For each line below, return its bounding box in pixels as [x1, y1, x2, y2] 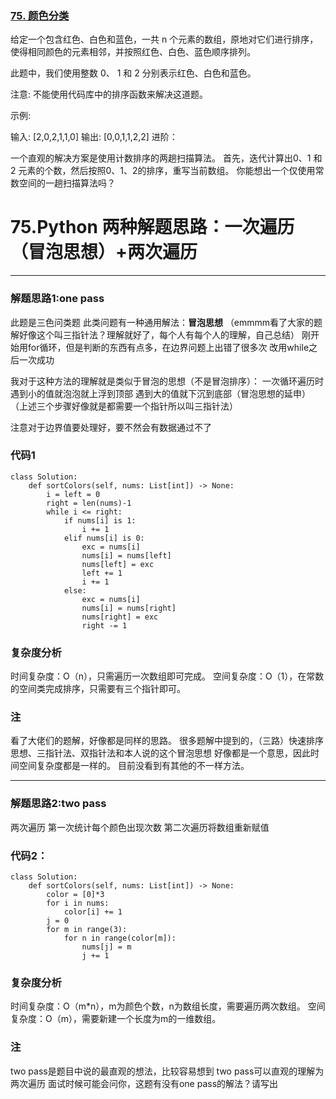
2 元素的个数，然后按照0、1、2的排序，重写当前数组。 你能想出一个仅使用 [10, 165, 316, 177]
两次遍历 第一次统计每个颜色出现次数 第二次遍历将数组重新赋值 [10, 821, 270, 833]
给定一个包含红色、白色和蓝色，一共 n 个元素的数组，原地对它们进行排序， [10, 33, 319, 46]
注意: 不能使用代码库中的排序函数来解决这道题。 [10, 88, 208, 101]
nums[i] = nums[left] [81, 550, 172, 561]
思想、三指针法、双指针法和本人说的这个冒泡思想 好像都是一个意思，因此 [10, 747, 311, 759]
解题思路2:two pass [10, 797, 107, 811]
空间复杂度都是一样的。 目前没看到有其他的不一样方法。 [18, 760, 250, 772]
